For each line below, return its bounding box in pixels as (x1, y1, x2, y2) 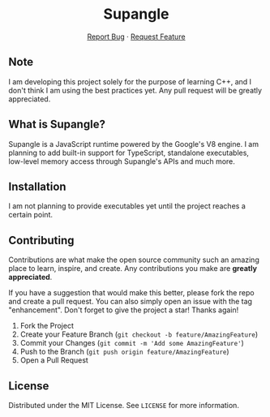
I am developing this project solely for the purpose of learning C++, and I (8, 76, 252, 86)
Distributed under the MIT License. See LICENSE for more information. (8, 401, 239, 410)
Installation (8, 179, 66, 193)
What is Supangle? (8, 118, 105, 131)
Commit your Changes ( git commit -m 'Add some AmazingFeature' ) (19, 338, 245, 348)
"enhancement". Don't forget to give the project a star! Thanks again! (8, 305, 239, 315)
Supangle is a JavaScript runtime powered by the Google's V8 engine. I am (8, 139, 259, 148)
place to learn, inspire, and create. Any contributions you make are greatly (8, 264, 258, 273)
